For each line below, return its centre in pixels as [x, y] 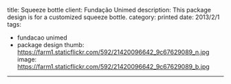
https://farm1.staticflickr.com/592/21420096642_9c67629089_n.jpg [113, 52]
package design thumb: [51, 45]
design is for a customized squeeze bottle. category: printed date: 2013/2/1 [113, 17]
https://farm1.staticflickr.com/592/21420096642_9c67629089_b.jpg [113, 67]
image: [27, 59]
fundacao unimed [42, 38]
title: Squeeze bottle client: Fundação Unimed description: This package [109, 10]
